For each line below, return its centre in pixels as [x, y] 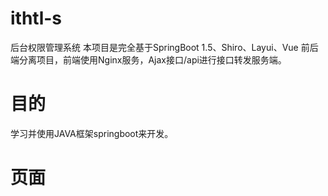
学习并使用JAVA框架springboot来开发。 [92, 133]
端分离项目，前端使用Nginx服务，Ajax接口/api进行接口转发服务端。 [148, 59]
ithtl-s [36, 18]
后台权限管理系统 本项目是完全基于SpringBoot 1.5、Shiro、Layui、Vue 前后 [164, 47]
